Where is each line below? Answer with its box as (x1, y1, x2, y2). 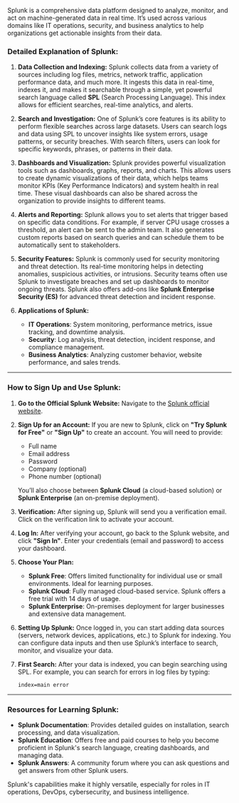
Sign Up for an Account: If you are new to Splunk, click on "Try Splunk (17, 420, 228, 429)
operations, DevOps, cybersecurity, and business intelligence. (7, 787, 190, 796)
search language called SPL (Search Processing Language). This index (17, 93, 226, 102)
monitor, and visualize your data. (17, 646, 114, 655)
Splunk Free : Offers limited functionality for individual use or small (28, 571, 223, 580)
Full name (28, 442, 57, 450)
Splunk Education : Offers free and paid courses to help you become (17, 735, 219, 744)
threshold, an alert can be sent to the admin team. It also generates (17, 226, 215, 234)
